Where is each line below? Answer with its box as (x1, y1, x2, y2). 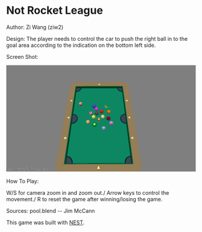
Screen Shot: (6, 53, 38, 60)
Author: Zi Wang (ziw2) (6, 23, 64, 31)
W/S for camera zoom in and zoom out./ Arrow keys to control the (6, 189, 170, 197)
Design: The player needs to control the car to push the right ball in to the (6, 35, 188, 42)
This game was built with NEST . (6, 219, 85, 226)
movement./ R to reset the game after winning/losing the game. (6, 196, 163, 203)
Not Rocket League (6, 4, 103, 17)
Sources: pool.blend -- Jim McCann (6, 207, 95, 215)
